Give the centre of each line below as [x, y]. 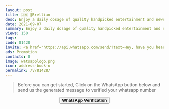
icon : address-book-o [28, 66]
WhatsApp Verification [84, 100]
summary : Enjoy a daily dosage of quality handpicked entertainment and [83, 29]
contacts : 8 [18, 57]
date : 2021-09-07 [23, 24]
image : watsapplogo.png [30, 61]
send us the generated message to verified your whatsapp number [87, 90]
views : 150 [17, 33]
